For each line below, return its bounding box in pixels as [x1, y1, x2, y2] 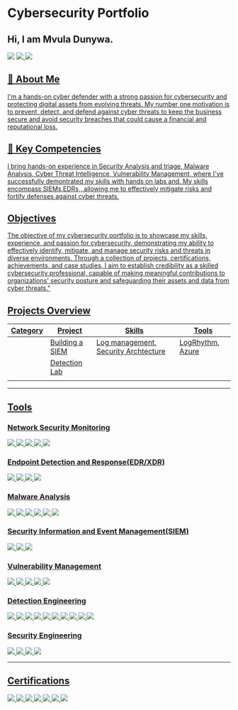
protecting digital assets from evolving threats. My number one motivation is [7, 99, 230, 108]
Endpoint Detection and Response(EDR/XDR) [7, 457, 165, 467]
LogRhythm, [179, 338, 220, 348]
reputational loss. [7, 122, 58, 131]
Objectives [7, 213, 57, 225]
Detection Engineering [7, 596, 86, 606]
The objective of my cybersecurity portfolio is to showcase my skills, [7, 231, 208, 240]
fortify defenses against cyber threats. [7, 192, 119, 200]
